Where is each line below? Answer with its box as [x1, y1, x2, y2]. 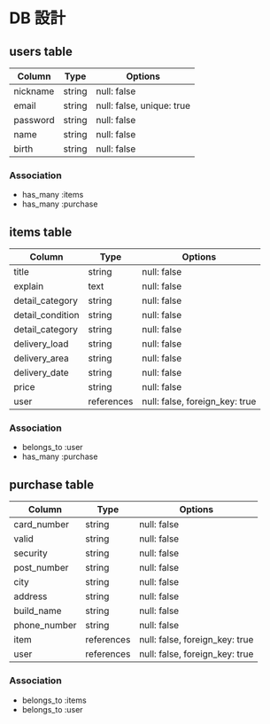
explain [13, 280, 44, 292]
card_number [13, 518, 69, 531]
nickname [13, 85, 55, 97]
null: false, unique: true [96, 99, 190, 112]
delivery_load [13, 338, 69, 350]
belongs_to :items [21, 695, 87, 705]
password [13, 114, 55, 126]
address [13, 590, 48, 603]
